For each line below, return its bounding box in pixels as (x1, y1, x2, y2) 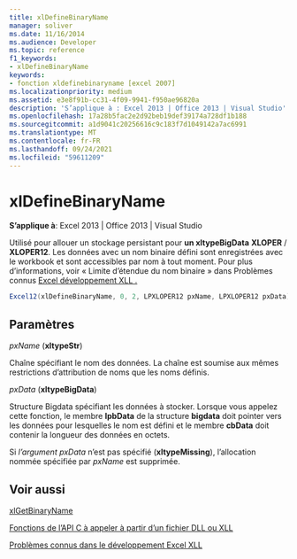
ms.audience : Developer (9, 37, 97, 47)
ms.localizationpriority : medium (9, 87, 133, 96)
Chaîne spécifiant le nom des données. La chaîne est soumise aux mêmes (9, 358, 279, 369)
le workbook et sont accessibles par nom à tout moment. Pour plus (9, 256, 254, 267)
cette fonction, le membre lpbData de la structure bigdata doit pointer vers (9, 411, 282, 422)
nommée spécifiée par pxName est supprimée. (9, 456, 181, 467)
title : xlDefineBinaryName (9, 12, 109, 22)
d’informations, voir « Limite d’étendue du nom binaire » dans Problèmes (9, 266, 273, 276)
